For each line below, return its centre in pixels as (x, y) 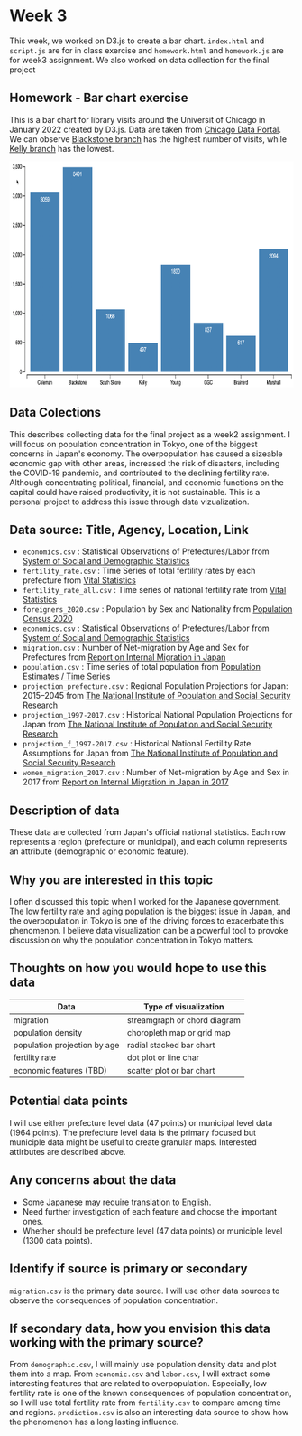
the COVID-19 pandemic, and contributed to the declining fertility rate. (139, 473)
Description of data (64, 810)
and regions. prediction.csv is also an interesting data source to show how (149, 1413)
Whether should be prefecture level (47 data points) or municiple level (152, 1231)
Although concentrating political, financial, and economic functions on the (146, 482)
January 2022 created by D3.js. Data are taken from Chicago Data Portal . (145, 129)
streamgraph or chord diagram (183, 1020)
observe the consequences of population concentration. (114, 1300)
